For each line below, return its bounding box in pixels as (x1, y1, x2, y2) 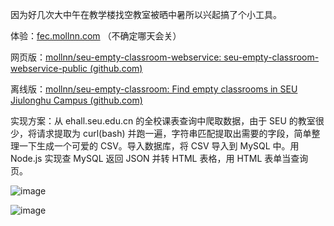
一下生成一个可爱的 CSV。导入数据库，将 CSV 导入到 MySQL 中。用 (18, 140, 300, 152)
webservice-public (10, 63, 88, 74)
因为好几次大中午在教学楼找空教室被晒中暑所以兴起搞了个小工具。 (10, 9, 282, 20)
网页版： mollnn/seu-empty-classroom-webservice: (10, 51, 222, 63)
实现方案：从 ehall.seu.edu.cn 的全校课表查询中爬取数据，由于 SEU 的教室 (10, 115, 316, 127)
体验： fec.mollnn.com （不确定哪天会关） (10, 30, 182, 42)
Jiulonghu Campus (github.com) (10, 94, 143, 106)
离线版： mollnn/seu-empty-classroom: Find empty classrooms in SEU (10, 83, 298, 95)
